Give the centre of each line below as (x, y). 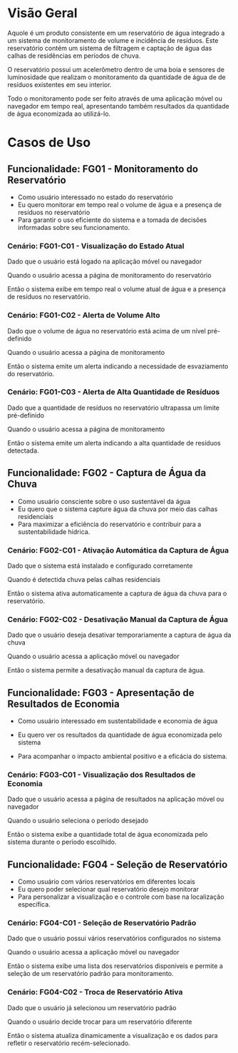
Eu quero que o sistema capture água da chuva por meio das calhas (118, 509)
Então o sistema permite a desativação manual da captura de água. (106, 670)
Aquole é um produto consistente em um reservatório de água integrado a (116, 33)
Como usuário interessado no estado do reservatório (95, 197)
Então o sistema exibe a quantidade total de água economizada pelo (108, 835)
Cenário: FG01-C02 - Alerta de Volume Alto (84, 316)
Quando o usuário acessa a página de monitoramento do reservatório (109, 276)
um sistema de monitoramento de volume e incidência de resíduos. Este (113, 40)
